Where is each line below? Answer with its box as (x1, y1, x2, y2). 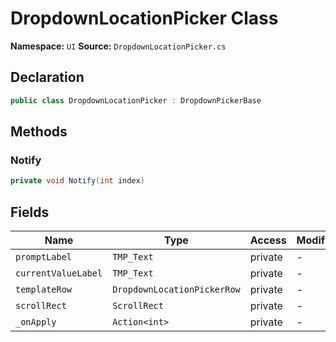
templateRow (15, 284, 73, 295)
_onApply (15, 317, 57, 327)
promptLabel (15, 252, 73, 262)
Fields (10, 203, 50, 221)
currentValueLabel (15, 268, 103, 279)
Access (249, 233, 287, 247)
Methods (10, 123, 68, 141)
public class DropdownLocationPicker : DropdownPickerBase (10, 95, 262, 106)
